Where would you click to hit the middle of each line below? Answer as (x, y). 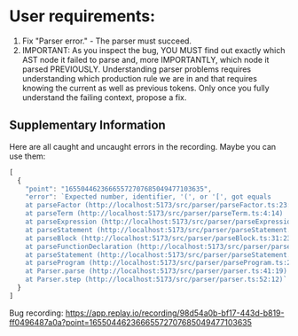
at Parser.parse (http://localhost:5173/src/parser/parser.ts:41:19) (157, 271)
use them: (27, 156)
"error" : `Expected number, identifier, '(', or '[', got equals (149, 197)
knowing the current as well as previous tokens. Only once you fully (145, 88)
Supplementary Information (87, 125)
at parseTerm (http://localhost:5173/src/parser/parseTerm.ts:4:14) (154, 214)
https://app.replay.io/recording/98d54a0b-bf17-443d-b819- (175, 313)
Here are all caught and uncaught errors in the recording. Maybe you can (143, 146)
